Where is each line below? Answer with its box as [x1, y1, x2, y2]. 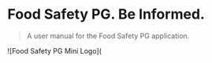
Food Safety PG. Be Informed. [7, 5, 206, 23]
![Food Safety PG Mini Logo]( [7, 46, 102, 55]
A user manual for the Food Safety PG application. [26, 31, 190, 40]
